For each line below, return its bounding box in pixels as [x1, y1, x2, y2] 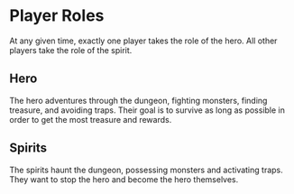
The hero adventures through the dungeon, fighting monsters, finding [9, 95, 268, 106]
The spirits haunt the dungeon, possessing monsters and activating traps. [9, 164, 284, 175]
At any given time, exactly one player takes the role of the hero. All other [9, 35, 278, 46]
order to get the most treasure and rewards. [9, 114, 172, 125]
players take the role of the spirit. [9, 44, 133, 55]
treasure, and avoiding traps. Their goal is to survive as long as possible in [9, 105, 286, 115]
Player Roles [9, 5, 105, 26]
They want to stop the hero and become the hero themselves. [9, 173, 239, 185]
